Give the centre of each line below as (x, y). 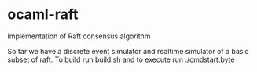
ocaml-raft (43, 14)
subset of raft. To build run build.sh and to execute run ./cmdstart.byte (121, 59)
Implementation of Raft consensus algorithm (79, 36)
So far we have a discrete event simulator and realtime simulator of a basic (128, 51)
